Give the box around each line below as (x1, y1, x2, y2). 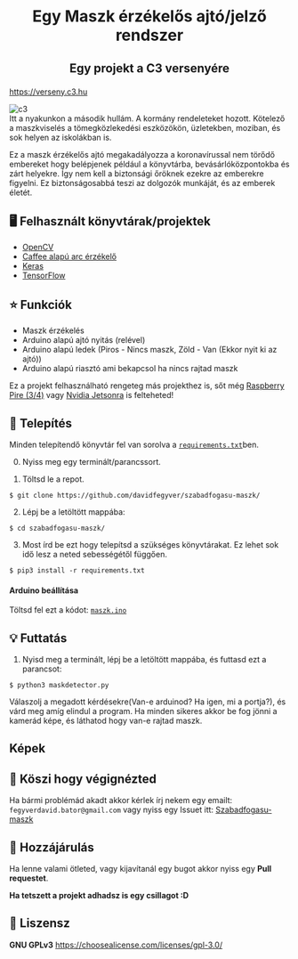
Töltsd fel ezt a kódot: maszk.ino (9, 605, 127, 615)
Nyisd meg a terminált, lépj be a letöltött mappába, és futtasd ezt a (21, 654, 267, 665)
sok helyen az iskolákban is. (9, 132, 112, 142)
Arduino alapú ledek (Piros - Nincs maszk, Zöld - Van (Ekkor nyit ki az (21, 345, 278, 355)
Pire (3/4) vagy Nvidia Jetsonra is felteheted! (9, 390, 174, 401)
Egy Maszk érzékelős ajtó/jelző (32, 6, 267, 27)
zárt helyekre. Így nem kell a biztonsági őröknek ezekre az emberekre (9, 167, 264, 179)
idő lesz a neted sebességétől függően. (21, 549, 167, 560)
